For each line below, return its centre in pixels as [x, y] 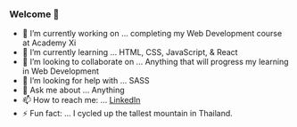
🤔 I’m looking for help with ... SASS [86, 81]
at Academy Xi [49, 43]
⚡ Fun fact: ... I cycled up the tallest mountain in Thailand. [128, 114]
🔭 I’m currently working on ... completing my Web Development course [152, 34]
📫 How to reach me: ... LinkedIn [81, 100]
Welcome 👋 [34, 14]
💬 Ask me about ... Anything [73, 90]
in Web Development [61, 71]
